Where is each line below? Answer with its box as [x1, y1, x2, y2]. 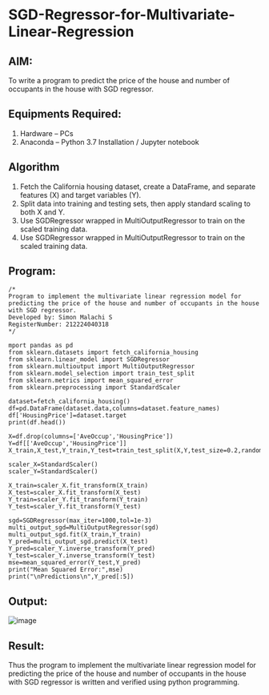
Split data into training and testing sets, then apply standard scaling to [19, 199, 251, 208]
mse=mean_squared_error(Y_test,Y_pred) [8, 559, 142, 567]
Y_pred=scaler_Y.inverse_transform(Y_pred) [8, 544, 156, 553]
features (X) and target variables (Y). [19, 190, 142, 199]
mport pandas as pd [8, 342, 74, 350]
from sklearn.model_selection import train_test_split [8, 370, 195, 378]
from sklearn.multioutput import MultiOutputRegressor [8, 363, 195, 371]
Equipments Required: [8, 107, 122, 121]
